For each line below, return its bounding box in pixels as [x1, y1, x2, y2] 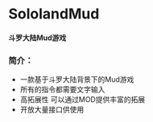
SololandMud [8, 5, 100, 23]
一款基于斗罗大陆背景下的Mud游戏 [19, 75, 134, 84]
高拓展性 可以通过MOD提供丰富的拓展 [19, 95, 146, 104]
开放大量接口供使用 [19, 105, 85, 115]
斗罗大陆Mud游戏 [8, 33, 67, 43]
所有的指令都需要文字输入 [19, 85, 105, 95]
